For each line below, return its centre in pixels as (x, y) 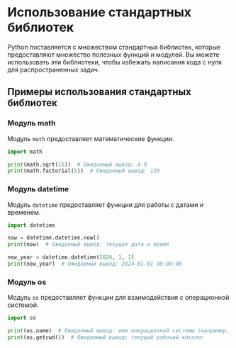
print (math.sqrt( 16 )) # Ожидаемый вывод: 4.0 (77, 164)
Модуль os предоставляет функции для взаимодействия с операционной (118, 298)
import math (25, 152)
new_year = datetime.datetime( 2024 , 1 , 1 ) (71, 257)
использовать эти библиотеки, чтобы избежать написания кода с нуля (114, 62)
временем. (24, 212)
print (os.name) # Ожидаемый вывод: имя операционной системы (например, (119, 331)
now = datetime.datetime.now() (54, 238)
